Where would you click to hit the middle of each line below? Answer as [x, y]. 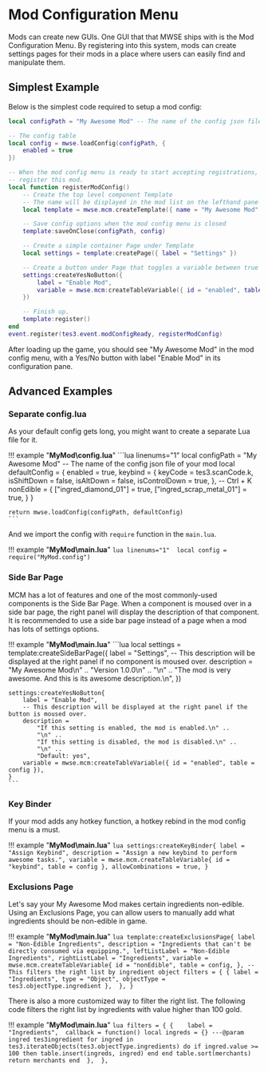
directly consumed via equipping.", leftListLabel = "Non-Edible [119, 951]
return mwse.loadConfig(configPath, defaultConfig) [96, 513]
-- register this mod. [46, 180]
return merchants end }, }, [59, 1061]
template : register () [57, 320]
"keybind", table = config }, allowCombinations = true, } [108, 867]
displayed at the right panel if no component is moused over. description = [131, 661]
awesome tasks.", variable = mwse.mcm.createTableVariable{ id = [119, 860]
